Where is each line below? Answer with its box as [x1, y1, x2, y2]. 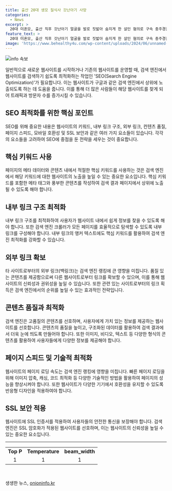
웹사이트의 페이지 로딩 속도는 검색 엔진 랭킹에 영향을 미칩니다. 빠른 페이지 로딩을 [5, 368, 165, 375]
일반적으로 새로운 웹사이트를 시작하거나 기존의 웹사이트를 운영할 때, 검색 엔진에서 [5, 66, 167, 72]
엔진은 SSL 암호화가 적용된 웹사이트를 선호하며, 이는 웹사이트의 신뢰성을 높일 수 [5, 425, 164, 431]
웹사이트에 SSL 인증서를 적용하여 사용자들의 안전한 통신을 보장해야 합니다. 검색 [5, 419, 163, 425]
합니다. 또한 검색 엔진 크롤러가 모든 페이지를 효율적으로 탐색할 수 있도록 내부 [10, 224, 162, 230]
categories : [5, 12, 31, 17]
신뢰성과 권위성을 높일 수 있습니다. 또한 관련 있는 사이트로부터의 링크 [23, 281, 160, 286]
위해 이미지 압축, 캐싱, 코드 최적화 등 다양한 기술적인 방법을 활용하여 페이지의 [5, 375, 158, 381]
